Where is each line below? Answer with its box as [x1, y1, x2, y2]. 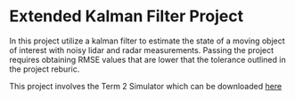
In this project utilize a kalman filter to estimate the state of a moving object [9, 35, 285, 46]
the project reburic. [9, 64, 80, 74]
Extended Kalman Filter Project [9, 6, 243, 27]
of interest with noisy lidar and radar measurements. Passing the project [9, 44, 275, 55]
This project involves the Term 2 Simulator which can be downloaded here [9, 81, 283, 91]
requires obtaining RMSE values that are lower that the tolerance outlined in [9, 54, 287, 65]
